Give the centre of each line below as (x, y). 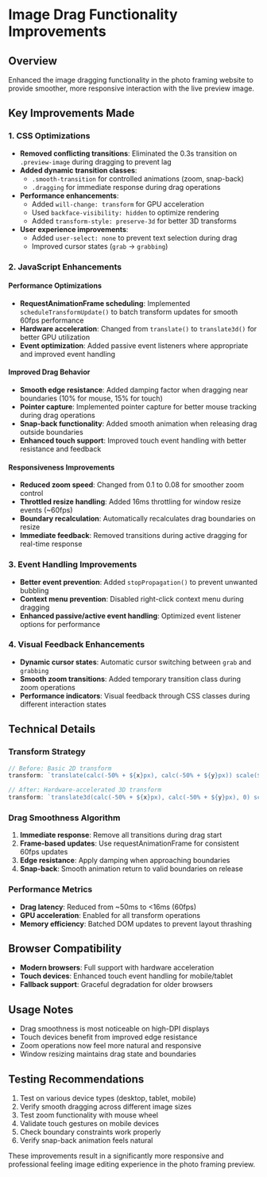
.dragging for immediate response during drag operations (126, 187)
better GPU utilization (54, 337)
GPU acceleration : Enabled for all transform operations (110, 915)
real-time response (51, 544)
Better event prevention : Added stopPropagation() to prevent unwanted (139, 582)
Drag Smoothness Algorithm (64, 818)
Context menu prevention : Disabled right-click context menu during (132, 598)
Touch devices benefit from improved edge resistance (108, 1037)
